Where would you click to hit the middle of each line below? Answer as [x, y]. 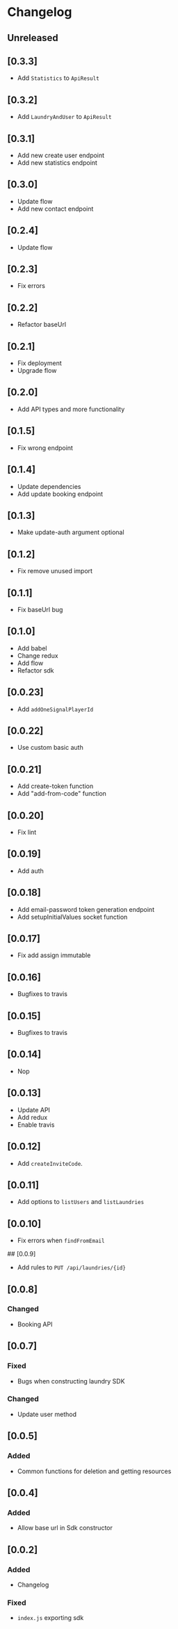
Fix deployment [39, 363]
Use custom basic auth [50, 748]
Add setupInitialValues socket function [72, 917]
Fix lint [27, 833]
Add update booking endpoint [60, 494]
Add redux [32, 1117]
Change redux [38, 655]
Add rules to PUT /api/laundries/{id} [72, 1267]
